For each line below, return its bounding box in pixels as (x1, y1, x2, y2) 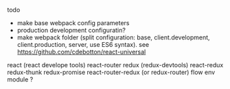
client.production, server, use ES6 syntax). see (16, 41, 150, 48)
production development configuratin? (16, 26, 126, 34)
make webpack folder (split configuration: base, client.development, (16, 33, 211, 41)
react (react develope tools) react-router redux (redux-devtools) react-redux (7, 61, 224, 69)
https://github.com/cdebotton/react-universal (16, 48, 146, 56)
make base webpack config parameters (16, 19, 130, 26)
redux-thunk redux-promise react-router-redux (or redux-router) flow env (7, 68, 216, 76)
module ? (7, 75, 34, 84)
